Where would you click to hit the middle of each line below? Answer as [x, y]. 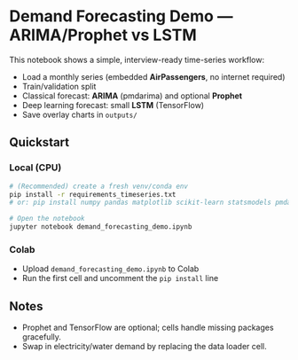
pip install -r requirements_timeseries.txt [93, 194]
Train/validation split [59, 86]
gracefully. [42, 337]
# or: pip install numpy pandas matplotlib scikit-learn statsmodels [141, 203]
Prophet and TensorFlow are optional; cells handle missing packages [148, 328]
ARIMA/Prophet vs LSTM [103, 35]
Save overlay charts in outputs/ [79, 114]
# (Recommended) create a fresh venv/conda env [99, 186]
